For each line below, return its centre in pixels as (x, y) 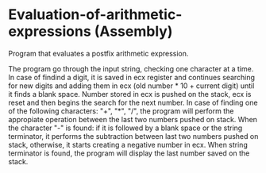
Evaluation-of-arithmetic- (95, 15)
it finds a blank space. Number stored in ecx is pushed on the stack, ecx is (130, 94)
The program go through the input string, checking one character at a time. (131, 68)
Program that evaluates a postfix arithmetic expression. (98, 53)
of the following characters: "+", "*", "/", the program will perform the (121, 111)
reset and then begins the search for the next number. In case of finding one (133, 102)
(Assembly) (133, 31)
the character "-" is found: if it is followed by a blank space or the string (125, 128)
